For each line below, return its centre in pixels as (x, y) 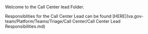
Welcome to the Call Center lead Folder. (45, 7)
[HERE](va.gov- (128, 16)
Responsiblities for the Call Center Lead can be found (58, 16)
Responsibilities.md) (25, 26)
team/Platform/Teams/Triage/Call (38, 21)
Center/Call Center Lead (96, 21)
